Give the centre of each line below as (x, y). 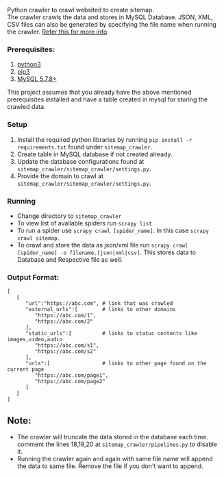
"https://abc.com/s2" (65, 352)
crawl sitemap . (38, 237)
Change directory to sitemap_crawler (69, 216)
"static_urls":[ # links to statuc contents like (111, 334)
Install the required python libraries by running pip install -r (104, 139)
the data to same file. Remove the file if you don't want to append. (110, 466)
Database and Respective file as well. (70, 259)
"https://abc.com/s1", (67, 345)
